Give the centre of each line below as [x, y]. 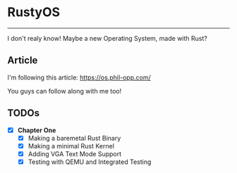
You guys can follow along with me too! [65, 91]
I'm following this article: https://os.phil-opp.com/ [79, 77]
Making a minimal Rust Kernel [71, 146]
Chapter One [37, 130]
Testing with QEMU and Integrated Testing [90, 162]
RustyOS [34, 12]
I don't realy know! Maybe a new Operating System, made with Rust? [108, 38]
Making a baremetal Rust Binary [74, 138]
